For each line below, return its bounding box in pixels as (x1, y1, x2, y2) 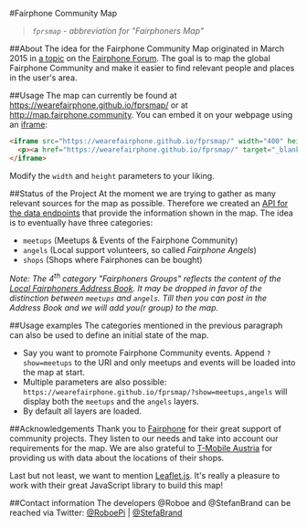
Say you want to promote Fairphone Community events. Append (22, 347, 265, 359)
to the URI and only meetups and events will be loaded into (74, 357, 296, 368)
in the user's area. (9, 72, 78, 83)
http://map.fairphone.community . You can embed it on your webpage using (9, 110, 293, 120)
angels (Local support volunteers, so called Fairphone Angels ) (22, 244, 258, 255)
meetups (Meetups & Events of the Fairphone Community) (22, 235, 238, 246)
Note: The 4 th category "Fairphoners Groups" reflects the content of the (9, 271, 281, 284)
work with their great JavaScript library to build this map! (9, 480, 224, 491)
